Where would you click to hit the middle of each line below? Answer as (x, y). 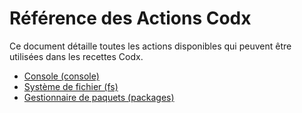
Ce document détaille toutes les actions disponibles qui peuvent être (150, 46)
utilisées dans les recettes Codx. (76, 56)
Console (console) (61, 76)
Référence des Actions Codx (130, 18)
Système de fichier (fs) (71, 86)
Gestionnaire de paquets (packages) (99, 97)
